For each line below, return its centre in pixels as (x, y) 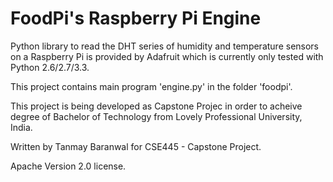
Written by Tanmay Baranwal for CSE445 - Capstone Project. (136, 146)
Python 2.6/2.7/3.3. (50, 67)
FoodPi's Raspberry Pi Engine (136, 18)
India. (21, 127)
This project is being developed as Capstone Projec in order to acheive (156, 106)
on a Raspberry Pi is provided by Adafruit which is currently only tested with (167, 56)
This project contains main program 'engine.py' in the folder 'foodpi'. (151, 86)
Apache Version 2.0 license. (68, 166)
